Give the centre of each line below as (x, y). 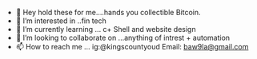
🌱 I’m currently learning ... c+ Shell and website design (106, 29)
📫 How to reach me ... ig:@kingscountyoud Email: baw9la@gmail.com (132, 47)
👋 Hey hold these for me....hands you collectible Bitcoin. (108, 12)
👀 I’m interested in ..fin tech (61, 21)
